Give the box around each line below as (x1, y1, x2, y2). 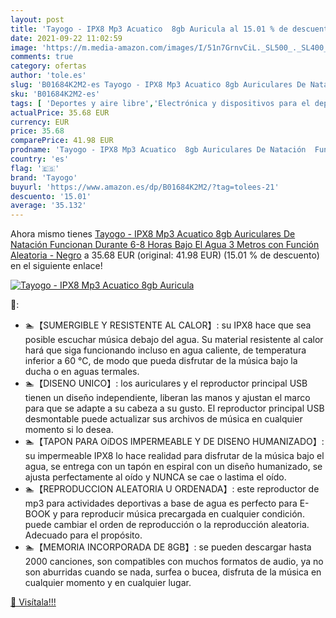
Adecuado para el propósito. (24, 529, 143, 541)
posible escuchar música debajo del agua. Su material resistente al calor (24, 334, 324, 346)
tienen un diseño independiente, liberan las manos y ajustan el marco (24, 392, 311, 404)
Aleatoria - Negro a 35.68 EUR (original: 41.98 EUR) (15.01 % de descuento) (10, 249, 320, 261)
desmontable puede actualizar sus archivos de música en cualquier (24, 413, 303, 425)
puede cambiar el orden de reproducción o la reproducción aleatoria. (24, 519, 310, 531)
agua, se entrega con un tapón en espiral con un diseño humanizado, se (24, 461, 323, 473)
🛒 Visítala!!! (10, 596, 57, 608)
